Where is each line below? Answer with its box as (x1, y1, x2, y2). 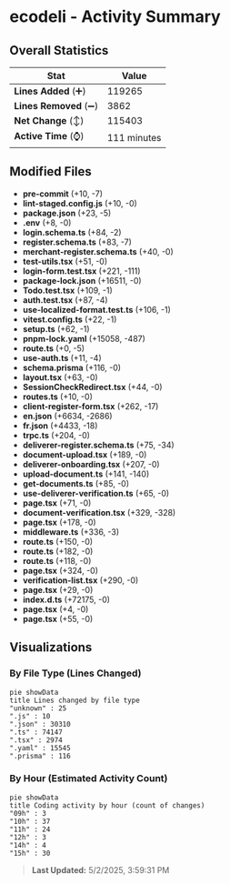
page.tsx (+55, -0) (22, 613, 94, 624)
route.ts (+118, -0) (22, 555, 92, 566)
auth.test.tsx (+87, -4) (22, 294, 108, 306)
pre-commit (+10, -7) (22, 188, 103, 199)
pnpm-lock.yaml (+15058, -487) (22, 333, 145, 344)
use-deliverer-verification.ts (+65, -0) (22, 487, 170, 498)
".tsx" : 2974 (9, 735, 64, 745)
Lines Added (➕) (14, 85, 86, 97)
